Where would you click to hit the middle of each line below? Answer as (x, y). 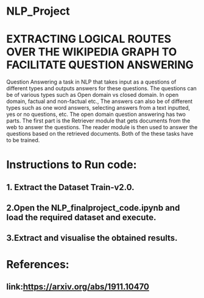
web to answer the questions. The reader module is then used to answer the (102, 127)
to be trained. (23, 140)
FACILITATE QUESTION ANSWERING (100, 65)
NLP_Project (38, 11)
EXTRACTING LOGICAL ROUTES (89, 39)
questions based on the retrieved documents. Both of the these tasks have (100, 134)
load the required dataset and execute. (81, 218)
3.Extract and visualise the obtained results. (92, 238)
